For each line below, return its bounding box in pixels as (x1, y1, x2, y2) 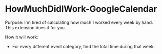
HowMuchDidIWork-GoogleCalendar (5, 3, 157, 15)
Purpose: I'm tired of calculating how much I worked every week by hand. (5, 19, 153, 25)
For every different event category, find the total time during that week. (12, 43, 155, 49)
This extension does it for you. (5, 24, 66, 30)
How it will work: (5, 34, 39, 40)
